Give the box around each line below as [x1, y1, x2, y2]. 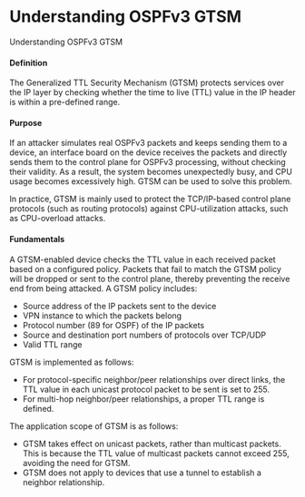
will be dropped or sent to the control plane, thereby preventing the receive [9, 273, 290, 284]
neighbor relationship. [22, 476, 105, 487]
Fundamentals [9, 233, 65, 244]
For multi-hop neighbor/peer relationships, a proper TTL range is [22, 393, 265, 404]
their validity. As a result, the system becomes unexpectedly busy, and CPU [9, 166, 293, 178]
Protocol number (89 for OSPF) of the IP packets [22, 319, 205, 330]
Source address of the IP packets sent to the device [22, 300, 217, 311]
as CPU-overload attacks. [9, 213, 106, 224]
